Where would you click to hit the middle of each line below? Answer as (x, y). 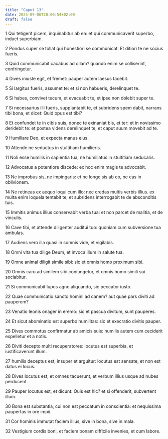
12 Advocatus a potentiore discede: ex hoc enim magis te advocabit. (76, 167)
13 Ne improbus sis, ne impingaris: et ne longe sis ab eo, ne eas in (73, 177)
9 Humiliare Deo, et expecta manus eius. (47, 138)
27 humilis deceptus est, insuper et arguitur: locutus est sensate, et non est (83, 361)
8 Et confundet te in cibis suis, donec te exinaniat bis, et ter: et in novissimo (83, 123)
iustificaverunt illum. (26, 352)
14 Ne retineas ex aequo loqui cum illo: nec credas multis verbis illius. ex (80, 192)
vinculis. (14, 218)
